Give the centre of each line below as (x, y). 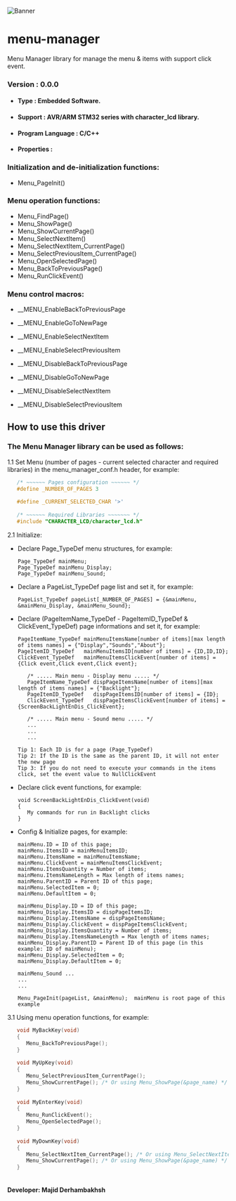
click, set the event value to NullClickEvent (87, 774)
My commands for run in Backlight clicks (88, 812)
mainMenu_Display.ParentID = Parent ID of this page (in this (110, 943)
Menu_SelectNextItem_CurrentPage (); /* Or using (98, 1154)
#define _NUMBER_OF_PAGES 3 (58, 489)
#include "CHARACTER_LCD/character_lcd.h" (79, 522)
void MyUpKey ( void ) (45, 1063)
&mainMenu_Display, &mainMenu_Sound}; (74, 605)
